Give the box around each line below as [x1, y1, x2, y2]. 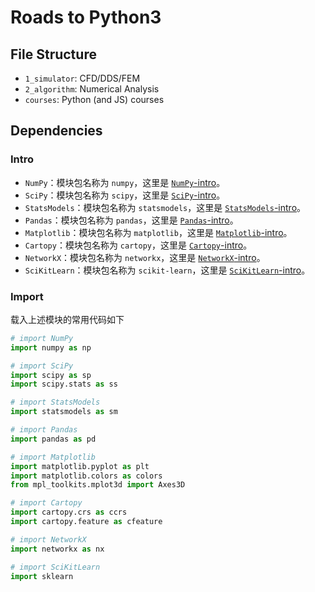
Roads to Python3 [10, 6, 162, 29]
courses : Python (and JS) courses [24, 94, 165, 105]
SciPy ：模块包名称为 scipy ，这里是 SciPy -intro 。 [24, 189, 226, 201]
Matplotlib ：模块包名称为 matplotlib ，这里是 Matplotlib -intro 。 [24, 226, 293, 238]
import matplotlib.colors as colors [10, 471, 163, 481]
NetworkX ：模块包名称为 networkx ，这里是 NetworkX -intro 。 [24, 251, 266, 263]
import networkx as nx [10, 544, 105, 554]
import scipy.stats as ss [10, 379, 118, 390]
